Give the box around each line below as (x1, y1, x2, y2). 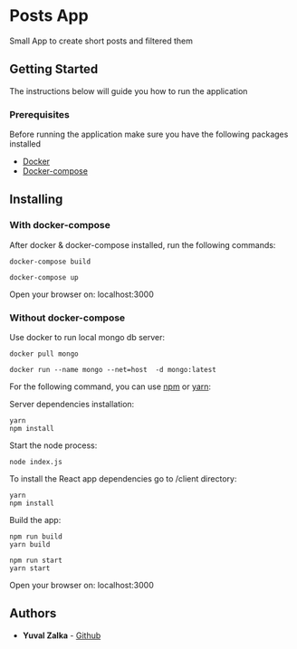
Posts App (9, 5, 89, 26)
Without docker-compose (9, 311, 126, 324)
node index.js (9, 458, 63, 467)
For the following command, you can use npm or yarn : (9, 381, 211, 392)
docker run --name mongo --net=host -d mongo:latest (9, 366, 217, 375)
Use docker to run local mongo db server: (9, 332, 166, 343)
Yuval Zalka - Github (22, 630, 101, 641)
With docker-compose (9, 219, 110, 232)
